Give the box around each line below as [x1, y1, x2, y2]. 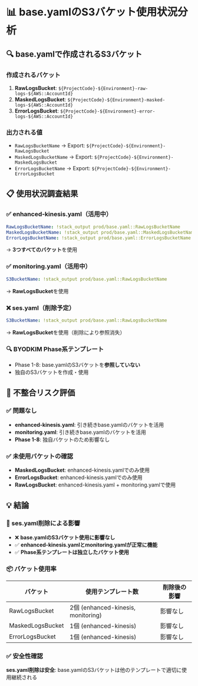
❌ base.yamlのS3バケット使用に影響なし [14, 533, 115, 541]
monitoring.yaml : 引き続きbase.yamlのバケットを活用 [14, 428, 146, 436]
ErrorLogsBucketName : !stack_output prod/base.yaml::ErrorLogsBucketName [6, 235, 192, 241]
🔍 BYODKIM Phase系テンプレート [6, 345, 104, 353]
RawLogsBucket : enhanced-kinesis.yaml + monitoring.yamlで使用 [14, 481, 176, 489]
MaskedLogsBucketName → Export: [14, 154, 93, 161]
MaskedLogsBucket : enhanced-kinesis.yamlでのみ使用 [14, 466, 150, 474]
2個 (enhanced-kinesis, [70, 604, 136, 612]
